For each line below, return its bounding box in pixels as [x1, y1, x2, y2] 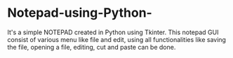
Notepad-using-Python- [7, 5, 152, 21]
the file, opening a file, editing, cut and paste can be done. [7, 43, 176, 51]
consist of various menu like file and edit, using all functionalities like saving [7, 35, 227, 43]
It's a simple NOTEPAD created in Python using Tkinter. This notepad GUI [7, 28, 219, 36]
